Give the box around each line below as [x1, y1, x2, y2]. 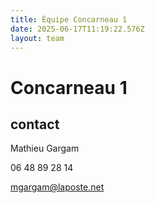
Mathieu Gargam [10, 142, 80, 155]
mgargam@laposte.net [10, 181, 105, 193]
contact [10, 116, 60, 133]
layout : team [10, 33, 65, 43]
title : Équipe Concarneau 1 [10, 14, 128, 25]
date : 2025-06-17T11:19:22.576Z [10, 24, 145, 34]
